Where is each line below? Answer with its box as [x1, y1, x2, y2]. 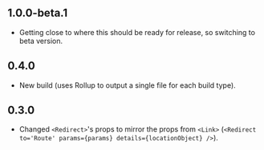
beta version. [18, 36, 63, 45]
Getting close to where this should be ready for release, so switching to [18, 27, 256, 37]
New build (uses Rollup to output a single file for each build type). [18, 80, 236, 90]
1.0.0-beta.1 [7, 6, 68, 20]
